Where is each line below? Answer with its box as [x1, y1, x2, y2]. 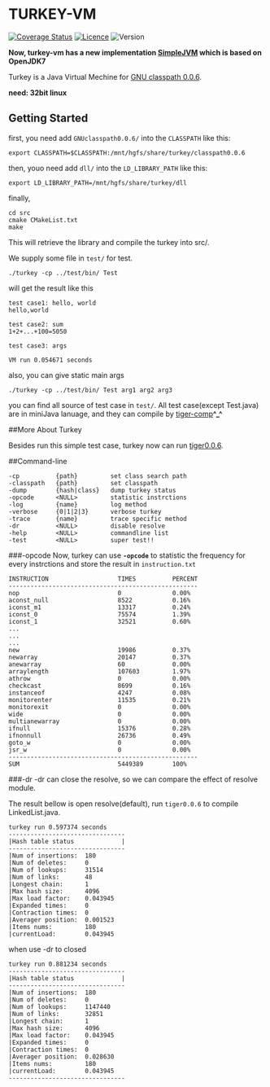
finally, [8, 193, 31, 203]
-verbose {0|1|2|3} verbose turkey [8, 507, 162, 515]
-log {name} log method [8, 500, 148, 509]
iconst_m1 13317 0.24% [8, 603, 191, 611]
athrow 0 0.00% [8, 674, 191, 682]
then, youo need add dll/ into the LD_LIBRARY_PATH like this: [8, 163, 208, 173]
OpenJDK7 [8, 56, 46, 66]
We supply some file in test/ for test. [8, 253, 133, 263]
